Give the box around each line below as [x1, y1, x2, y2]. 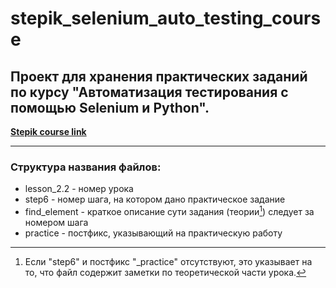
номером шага [24, 216, 89, 228]
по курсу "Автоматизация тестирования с [10, 83, 289, 101]
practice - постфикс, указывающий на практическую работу [24, 227, 283, 239]
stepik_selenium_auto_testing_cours [10, 7, 322, 30]
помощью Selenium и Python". [10, 99, 210, 116]
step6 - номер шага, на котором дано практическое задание [24, 193, 286, 206]
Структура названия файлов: [10, 160, 162, 174]
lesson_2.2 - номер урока [24, 183, 134, 195]
